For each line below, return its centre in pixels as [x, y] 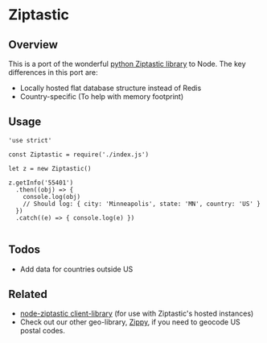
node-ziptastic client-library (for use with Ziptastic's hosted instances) [137, 314]
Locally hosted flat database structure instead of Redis [111, 88]
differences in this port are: [53, 72]
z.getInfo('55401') [41, 183]
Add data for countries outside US [76, 269]
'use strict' [30, 140]
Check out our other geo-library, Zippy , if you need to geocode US [130, 322]
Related [28, 294]
